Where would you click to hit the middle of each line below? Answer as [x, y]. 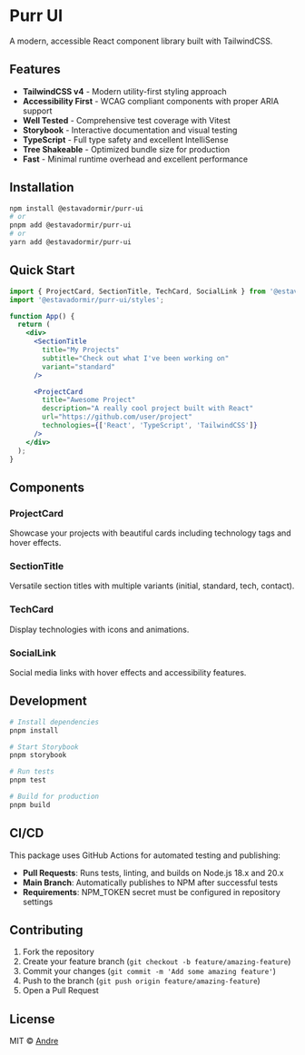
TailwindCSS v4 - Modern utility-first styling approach [124, 91]
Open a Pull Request [61, 991]
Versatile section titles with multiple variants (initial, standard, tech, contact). [152, 586]
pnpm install [34, 730]
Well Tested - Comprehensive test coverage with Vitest [127, 120]
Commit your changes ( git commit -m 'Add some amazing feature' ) [149, 971]
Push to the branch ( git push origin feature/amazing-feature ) [141, 981]
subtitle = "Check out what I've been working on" [136, 358]
